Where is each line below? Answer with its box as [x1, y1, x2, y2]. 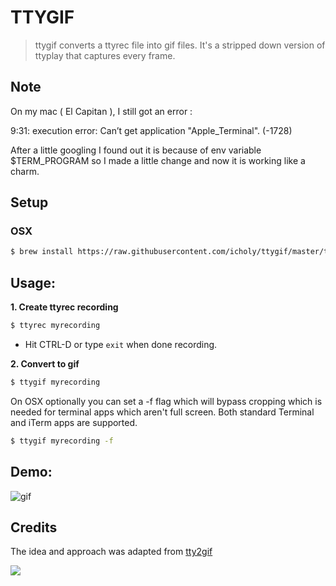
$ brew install [10, 247, 74, 257]
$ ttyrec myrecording [10, 321, 101, 331]
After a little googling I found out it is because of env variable [10, 144, 262, 156]
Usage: [10, 274, 57, 291]
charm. [10, 165, 40, 177]
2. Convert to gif [10, 358, 80, 370]
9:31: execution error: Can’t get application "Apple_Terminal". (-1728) [10, 124, 293, 136]
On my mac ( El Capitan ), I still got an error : [10, 105, 193, 117]
